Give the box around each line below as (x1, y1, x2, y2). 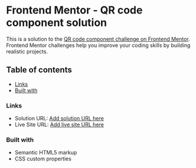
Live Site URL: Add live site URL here (14, 121, 104, 128)
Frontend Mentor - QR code (6, 4, 143, 17)
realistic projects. (6, 48, 48, 55)
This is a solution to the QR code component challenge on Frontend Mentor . (6, 35, 190, 42)
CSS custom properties (14, 155, 72, 162)
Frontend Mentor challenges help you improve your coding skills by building (6, 42, 191, 49)
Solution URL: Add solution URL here (14, 115, 104, 122)
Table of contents (6, 65, 72, 75)
